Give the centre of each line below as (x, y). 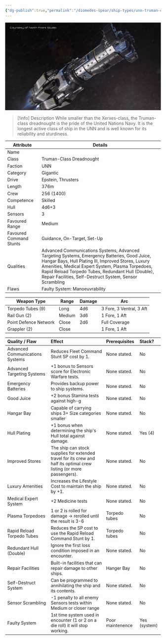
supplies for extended (73, 453)
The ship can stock (70, 448)
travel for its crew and (73, 458)
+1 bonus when (67, 425)
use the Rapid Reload (72, 533)
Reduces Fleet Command (76, 351)
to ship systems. (67, 389)
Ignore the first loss (70, 545)
